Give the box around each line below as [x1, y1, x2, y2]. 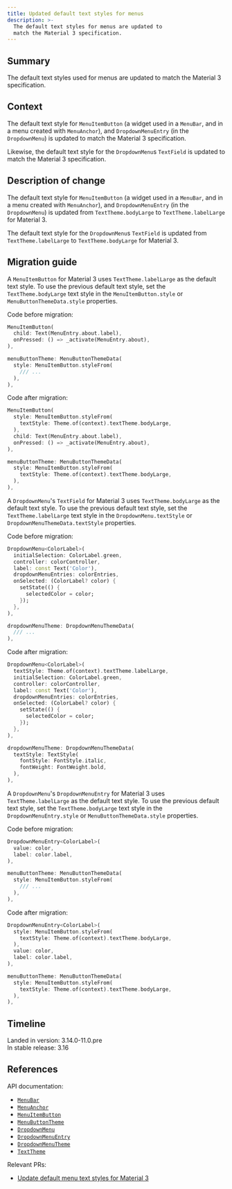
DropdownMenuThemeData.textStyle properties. [7, 518, 136, 527]
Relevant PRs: [7, 1160, 47, 1168]
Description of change [7, 175, 106, 187]
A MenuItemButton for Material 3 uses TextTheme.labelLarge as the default [7, 274, 217, 283]
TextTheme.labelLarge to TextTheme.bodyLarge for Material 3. [7, 236, 179, 245]
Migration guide [7, 256, 78, 268]
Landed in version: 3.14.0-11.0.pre [7, 1037, 102, 1045]
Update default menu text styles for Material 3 [17, 1174, 149, 1182]
